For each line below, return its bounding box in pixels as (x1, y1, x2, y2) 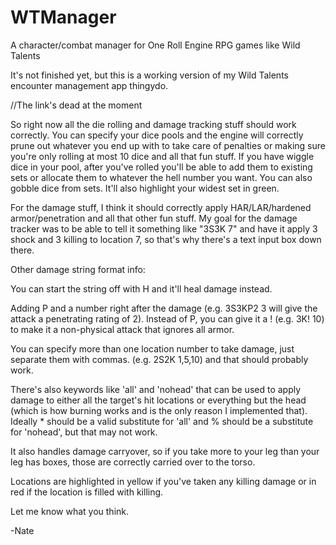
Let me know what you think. (10, 505, 130, 517)
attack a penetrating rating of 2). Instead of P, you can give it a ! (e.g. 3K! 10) (10, 312, 325, 325)
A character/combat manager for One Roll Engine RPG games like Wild (10, 39, 301, 51)
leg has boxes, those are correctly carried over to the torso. (10, 456, 256, 468)
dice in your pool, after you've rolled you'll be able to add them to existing (10, 161, 313, 173)
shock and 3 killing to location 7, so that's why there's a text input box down (10, 233, 322, 245)
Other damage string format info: (10, 263, 146, 275)
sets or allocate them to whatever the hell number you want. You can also (10, 171, 313, 183)
